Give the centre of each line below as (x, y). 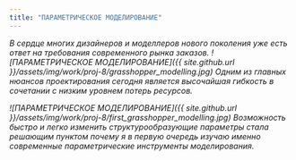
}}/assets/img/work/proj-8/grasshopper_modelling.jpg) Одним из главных (148, 72)
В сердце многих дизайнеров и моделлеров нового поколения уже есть (149, 43)
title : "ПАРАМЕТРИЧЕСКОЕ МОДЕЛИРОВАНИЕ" (86, 17)
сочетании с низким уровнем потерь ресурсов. (101, 90)
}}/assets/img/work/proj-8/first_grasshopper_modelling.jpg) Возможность (148, 117)
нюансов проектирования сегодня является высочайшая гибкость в (142, 80)
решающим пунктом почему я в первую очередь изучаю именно (135, 136)
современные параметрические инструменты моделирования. (132, 146)
